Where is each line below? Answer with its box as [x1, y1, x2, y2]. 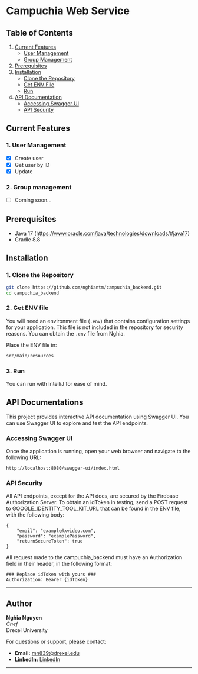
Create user [14, 154, 44, 162]
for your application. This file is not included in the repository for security [6, 324, 184, 331]
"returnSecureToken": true [16, 538, 83, 544]
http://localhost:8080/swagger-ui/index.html [6, 466, 120, 472]
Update [14, 167, 33, 175]
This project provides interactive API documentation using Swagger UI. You [6, 413, 189, 420]
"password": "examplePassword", [16, 533, 96, 539]
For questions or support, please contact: [6, 638, 107, 646]
